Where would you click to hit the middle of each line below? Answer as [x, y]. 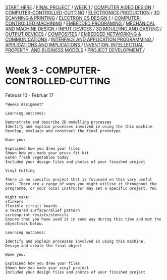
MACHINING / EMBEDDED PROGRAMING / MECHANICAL [96, 23]
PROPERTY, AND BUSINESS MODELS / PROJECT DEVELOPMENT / [75, 50]
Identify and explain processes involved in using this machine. [75, 241]
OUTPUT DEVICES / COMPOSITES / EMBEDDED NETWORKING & [73, 34]
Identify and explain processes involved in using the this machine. [80, 126]
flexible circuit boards [31, 206]
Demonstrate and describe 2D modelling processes [59, 122]
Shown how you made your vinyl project [47, 268]
